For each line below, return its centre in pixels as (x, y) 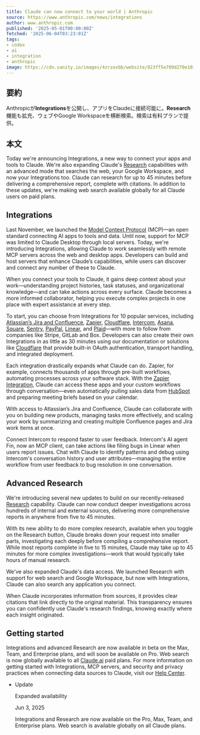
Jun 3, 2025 (29, 708)
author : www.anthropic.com (40, 23)
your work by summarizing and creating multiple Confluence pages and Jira (99, 421)
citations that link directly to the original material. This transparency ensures (99, 602)
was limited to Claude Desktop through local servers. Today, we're (87, 242)
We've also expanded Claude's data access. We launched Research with (95, 571)
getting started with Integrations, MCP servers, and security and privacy (95, 667)
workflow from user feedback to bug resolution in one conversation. (90, 464)
